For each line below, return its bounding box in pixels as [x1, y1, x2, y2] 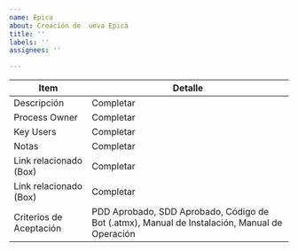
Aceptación [13, 223, 62, 235]
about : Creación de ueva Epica [9, 21, 129, 30]
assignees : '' [9, 46, 62, 55]
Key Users [13, 126, 57, 138]
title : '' [9, 29, 46, 38]
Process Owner [13, 112, 78, 124]
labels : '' [9, 37, 50, 47]
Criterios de [13, 211, 63, 224]
